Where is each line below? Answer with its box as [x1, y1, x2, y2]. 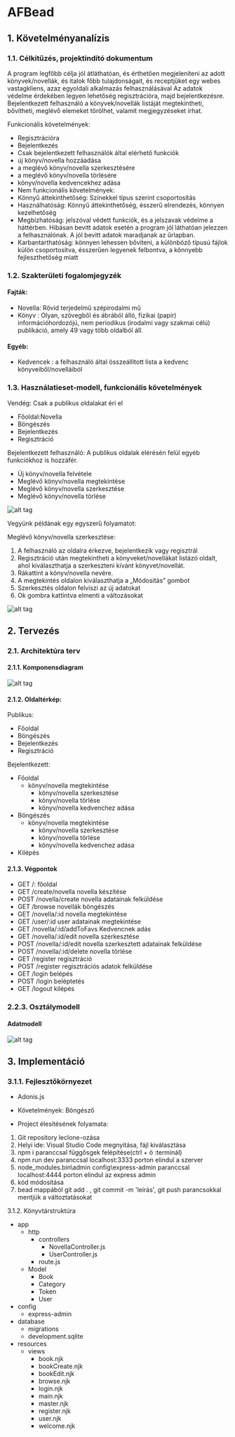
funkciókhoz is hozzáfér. [7, 456, 79, 464]
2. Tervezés [7, 624, 60, 636]
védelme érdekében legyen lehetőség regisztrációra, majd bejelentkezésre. [7, 91, 224, 100]
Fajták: [7, 288, 28, 296]
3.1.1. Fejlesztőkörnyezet [7, 1076, 93, 1086]
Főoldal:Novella [17, 412, 62, 421]
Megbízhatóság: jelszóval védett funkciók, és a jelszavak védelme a [17, 216, 214, 224]
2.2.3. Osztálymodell [7, 1002, 81, 1012]
